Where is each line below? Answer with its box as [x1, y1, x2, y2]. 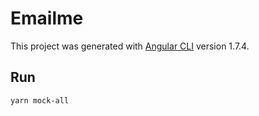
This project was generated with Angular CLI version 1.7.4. [10, 40, 250, 52]
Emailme [10, 7, 84, 30]
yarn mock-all [10, 95, 70, 106]
